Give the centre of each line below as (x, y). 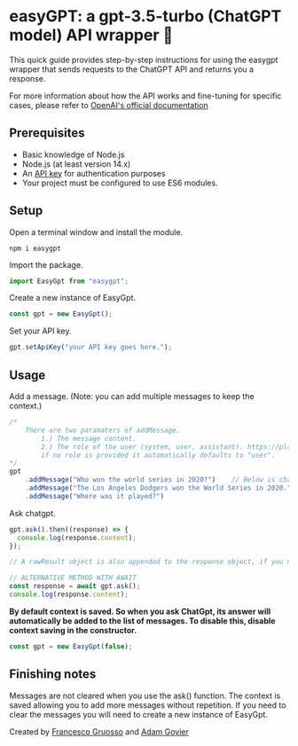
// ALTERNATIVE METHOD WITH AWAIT (73, 578)
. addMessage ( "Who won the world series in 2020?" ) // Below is (150, 480)
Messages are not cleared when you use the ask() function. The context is (145, 695)
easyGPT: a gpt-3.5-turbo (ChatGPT (145, 16)
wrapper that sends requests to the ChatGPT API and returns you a (132, 69)
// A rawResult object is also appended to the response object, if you (146, 562)
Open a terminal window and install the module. (96, 232)
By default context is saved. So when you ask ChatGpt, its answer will (140, 611)
